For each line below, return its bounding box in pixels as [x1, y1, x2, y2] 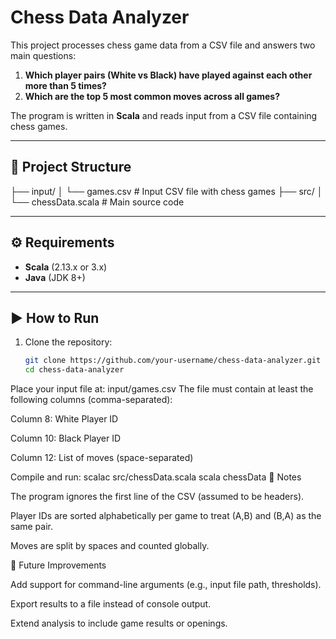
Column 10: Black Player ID [10, 432, 122, 445]
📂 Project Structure [10, 159, 132, 176]
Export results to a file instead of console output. [10, 598, 212, 610]
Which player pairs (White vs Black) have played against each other [24, 69, 313, 81]
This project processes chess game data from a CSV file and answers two [10, 39, 316, 51]
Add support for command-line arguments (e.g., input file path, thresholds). [10, 579, 322, 591]
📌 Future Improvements [10, 559, 107, 571]
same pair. [10, 521, 54, 533]
